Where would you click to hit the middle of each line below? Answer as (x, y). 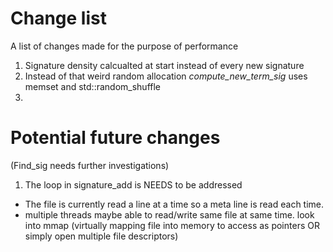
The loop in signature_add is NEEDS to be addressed (133, 184)
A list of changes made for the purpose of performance (124, 46)
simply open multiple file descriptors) (101, 236)
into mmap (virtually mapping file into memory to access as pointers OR (172, 225)
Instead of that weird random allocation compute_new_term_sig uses (166, 76)
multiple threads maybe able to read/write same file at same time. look (169, 214)
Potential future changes (115, 138)
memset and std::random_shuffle (93, 86)
